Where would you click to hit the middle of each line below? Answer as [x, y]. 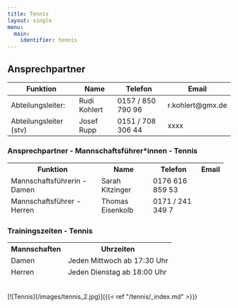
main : [22, 34]
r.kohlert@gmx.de [197, 105]
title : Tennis [28, 14]
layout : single [30, 21]
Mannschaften [36, 249]
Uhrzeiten [118, 249]
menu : [15, 27]
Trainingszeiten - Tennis [50, 231]
